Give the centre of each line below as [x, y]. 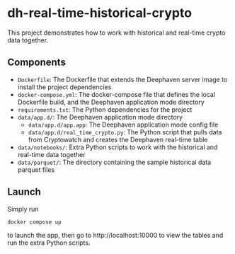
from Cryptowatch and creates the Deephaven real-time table [118, 139]
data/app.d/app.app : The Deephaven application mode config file [123, 125]
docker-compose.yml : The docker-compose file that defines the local [116, 94]
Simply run [23, 209]
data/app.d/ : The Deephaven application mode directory [100, 117]
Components [36, 63]
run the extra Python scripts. [49, 243]
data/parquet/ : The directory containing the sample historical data [114, 162]
